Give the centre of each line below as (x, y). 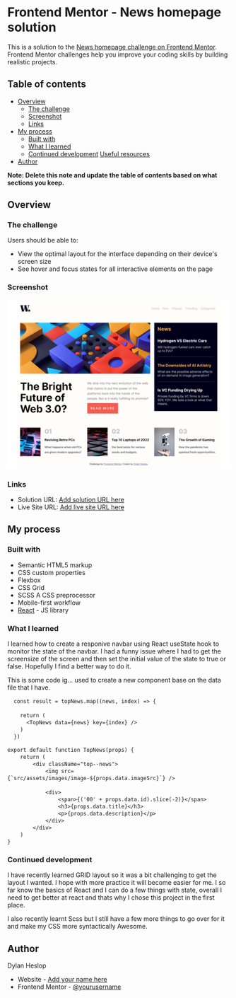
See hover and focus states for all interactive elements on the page (115, 269)
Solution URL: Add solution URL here (71, 499)
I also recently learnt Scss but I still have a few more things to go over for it (116, 919)
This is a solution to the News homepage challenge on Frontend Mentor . (112, 47)
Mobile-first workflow (49, 603)
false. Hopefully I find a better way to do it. (69, 666)
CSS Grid (31, 587)
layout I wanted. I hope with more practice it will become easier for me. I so (117, 883)
